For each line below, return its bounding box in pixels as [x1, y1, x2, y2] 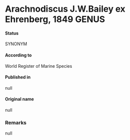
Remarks [5, 119, 27, 126]
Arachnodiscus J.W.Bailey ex [5, 3, 126, 15]
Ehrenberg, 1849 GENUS [5, 14, 105, 25]
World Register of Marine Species [5, 63, 72, 69]
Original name [5, 96, 34, 102]
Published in [5, 74, 31, 80]
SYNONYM [5, 41, 28, 47]
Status [5, 30, 19, 36]
